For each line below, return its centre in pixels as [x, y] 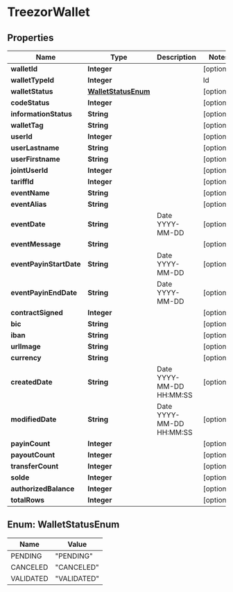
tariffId [22, 181]
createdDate [32, 382]
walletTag [27, 125]
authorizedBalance [43, 489]
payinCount [31, 443]
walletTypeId [32, 80]
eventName [30, 193]
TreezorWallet [49, 12]
